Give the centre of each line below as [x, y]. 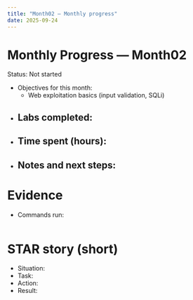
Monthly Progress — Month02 [97, 55]
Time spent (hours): [62, 141]
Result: [27, 291]
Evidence [35, 195]
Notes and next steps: [66, 165]
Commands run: [41, 214]
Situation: [31, 268]
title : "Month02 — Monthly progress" [62, 14]
